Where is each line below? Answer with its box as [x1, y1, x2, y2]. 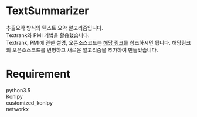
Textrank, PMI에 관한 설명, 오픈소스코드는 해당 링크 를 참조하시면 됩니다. [6, 39, 171, 46]
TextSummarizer [6, 4, 89, 18]
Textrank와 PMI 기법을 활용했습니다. [6, 31, 90, 39]
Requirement [6, 68, 70, 81]
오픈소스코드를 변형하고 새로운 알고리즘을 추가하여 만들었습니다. [12, 46, 158, 54]
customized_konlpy [6, 99, 53, 106]
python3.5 [6, 86, 31, 93]
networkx [6, 105, 29, 112]
